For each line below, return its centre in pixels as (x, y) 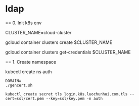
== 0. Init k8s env (24, 23)
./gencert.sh (19, 85)
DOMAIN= (13, 81)
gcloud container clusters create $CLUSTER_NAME (59, 42)
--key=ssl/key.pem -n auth (74, 98)
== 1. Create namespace (31, 62)
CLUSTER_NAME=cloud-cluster (38, 32)
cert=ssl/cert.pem (25, 98)
